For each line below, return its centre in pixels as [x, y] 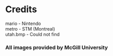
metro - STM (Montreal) [30, 29]
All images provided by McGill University [57, 47]
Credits [21, 9]
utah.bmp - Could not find [33, 34]
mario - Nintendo [23, 23]
